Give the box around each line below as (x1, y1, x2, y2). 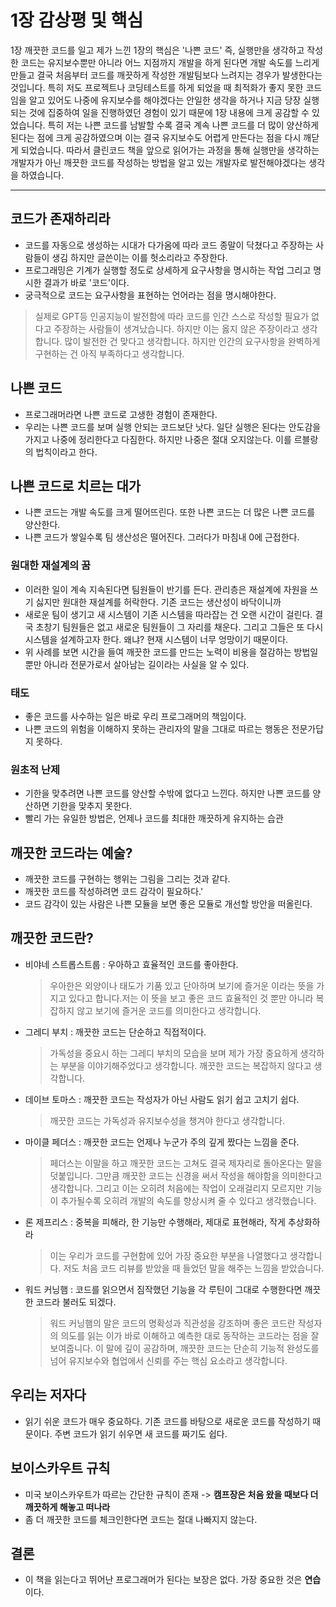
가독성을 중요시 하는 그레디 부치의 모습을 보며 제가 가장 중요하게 (49, 1047, 298, 1059)
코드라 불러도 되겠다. (35, 1296, 117, 1308)
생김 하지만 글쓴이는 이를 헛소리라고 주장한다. (51, 251, 228, 263)
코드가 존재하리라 (10, 211, 111, 228)
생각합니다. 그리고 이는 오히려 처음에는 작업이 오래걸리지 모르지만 (49, 1182, 304, 1194)
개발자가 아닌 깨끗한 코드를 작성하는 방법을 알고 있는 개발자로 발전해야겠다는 (10, 156, 307, 168)
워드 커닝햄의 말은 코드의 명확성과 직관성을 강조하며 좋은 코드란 (49, 1317, 296, 1329)
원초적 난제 (10, 762, 61, 776)
